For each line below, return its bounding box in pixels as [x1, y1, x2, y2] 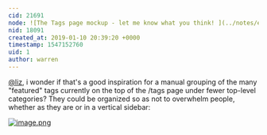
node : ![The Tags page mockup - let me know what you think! [8, 19, 215, 27]
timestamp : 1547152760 [8, 41, 83, 49]
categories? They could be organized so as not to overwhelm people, [8, 94, 235, 103]
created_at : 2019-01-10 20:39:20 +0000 [8, 33, 141, 42]
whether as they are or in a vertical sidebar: [8, 102, 151, 111]
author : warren [8, 56, 59, 64]
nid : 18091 [8, 26, 44, 34]
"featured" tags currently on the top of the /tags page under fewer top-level [8, 85, 257, 95]
